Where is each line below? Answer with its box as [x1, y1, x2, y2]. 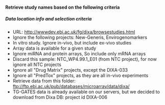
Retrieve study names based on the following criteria [5, 4, 120, 10]
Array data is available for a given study [12, 45, 97, 51]
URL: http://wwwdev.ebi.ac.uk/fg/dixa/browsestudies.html [12, 29, 135, 35]
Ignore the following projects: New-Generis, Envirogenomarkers [12, 34, 147, 40]
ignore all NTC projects [12, 61, 61, 68]
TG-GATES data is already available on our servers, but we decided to [12, 89, 160, 95]
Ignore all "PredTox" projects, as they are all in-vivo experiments [12, 72, 149, 78]
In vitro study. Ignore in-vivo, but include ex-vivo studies [12, 39, 132, 46]
